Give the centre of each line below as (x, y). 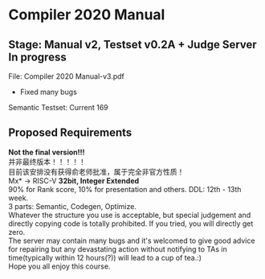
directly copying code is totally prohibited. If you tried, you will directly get (131, 224)
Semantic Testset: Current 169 (58, 107)
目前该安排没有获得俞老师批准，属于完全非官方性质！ (96, 171)
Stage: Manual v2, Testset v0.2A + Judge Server (132, 45)
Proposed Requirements (70, 133)
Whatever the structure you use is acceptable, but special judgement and (130, 215)
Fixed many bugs (49, 92)
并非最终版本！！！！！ (47, 162)
